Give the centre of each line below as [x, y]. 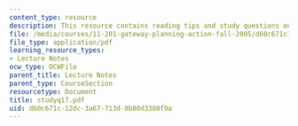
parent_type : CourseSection [61, 83]
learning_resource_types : [57, 51]
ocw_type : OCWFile [43, 67]
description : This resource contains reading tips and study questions [144, 26]
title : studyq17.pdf [47, 100]
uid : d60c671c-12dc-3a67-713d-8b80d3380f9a [91, 108]
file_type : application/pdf [61, 42]
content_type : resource [53, 17]
